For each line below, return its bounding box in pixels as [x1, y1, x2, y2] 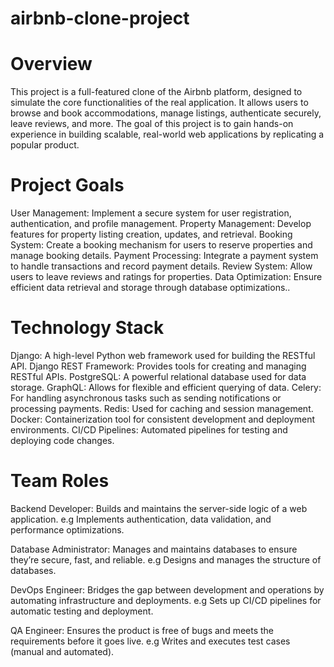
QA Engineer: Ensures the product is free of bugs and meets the [10, 624, 275, 636]
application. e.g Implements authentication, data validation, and [10, 513, 272, 525]
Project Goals [10, 174, 125, 197]
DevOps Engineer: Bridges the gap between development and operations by [10, 583, 325, 596]
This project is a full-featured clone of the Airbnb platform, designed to [10, 86, 303, 98]
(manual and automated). [10, 645, 115, 657]
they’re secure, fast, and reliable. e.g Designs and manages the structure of [10, 553, 322, 566]
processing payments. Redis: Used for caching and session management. [10, 403, 314, 414]
